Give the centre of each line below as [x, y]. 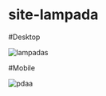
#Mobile [22, 68]
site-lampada [53, 15]
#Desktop [24, 37]
